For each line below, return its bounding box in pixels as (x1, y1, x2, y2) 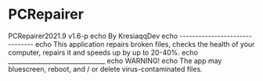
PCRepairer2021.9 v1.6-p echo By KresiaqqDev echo (8, 31, 178, 40)
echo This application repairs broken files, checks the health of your (34, 39, 255, 48)
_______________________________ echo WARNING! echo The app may (8, 56, 222, 65)
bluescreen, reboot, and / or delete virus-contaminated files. (8, 64, 203, 73)
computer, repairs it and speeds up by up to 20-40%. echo (8, 48, 198, 57)
